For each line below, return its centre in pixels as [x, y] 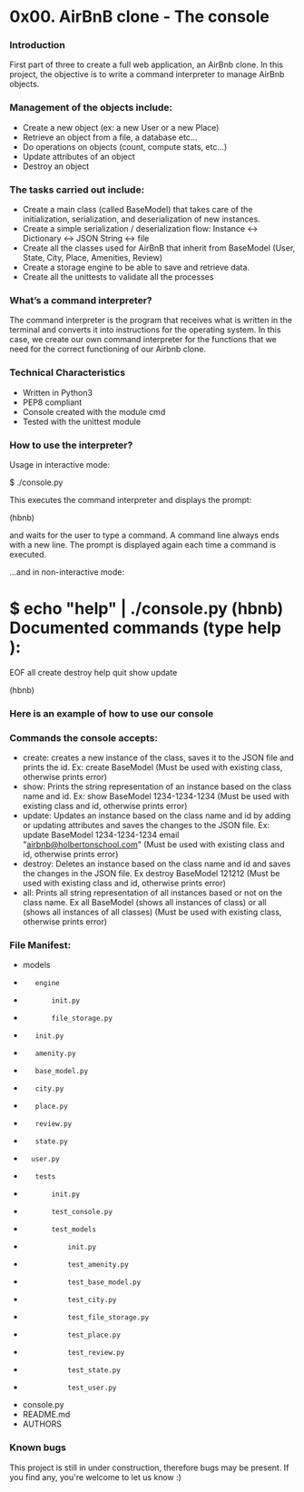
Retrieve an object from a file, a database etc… [110, 137]
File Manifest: [40, 945]
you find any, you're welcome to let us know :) [95, 1477]
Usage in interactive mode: [60, 464]
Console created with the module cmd [94, 411]
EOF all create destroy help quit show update [93, 672]
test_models [74, 1230]
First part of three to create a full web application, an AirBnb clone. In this [147, 64]
